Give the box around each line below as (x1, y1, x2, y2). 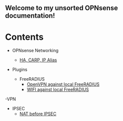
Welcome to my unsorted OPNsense (5, 4, 118, 12)
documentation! (5, 12, 55, 20)
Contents (5, 31, 44, 42)
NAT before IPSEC (19, 111, 56, 117)
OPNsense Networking (12, 48, 59, 54)
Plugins (12, 66, 28, 73)
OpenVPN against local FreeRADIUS (26, 81, 99, 88)
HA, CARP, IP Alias (19, 57, 57, 63)
